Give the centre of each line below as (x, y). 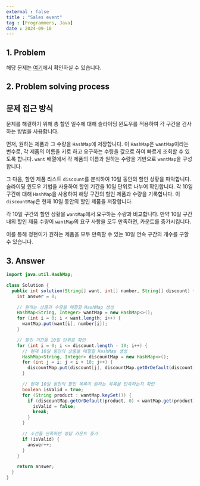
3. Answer (26, 261)
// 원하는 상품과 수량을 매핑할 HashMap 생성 (65, 307)
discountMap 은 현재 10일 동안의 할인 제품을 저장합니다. (69, 202)
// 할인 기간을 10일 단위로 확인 (51, 340)
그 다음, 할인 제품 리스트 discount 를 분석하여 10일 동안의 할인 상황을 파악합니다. (99, 179)
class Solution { (28, 285)
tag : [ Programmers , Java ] (40, 23)
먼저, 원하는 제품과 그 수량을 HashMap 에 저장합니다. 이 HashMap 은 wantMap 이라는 (98, 144)
